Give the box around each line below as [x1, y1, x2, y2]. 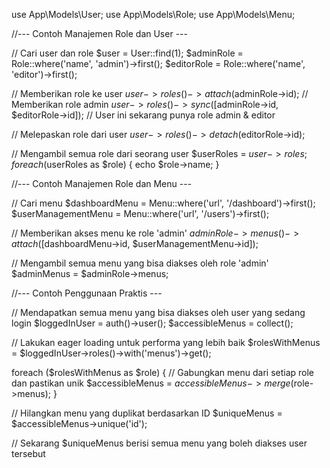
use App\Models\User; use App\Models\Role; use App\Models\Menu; [11, 9, 296, 20]
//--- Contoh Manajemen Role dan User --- [11, 28, 188, 39]
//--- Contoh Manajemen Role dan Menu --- [11, 178, 193, 189]
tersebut [11, 448, 46, 459]
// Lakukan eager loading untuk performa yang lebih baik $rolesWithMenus [11, 337, 321, 348]
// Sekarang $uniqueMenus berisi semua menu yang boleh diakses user [11, 437, 308, 449]
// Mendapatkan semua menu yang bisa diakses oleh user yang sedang [11, 307, 306, 318]
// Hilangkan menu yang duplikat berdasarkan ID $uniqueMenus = [11, 407, 283, 419]
